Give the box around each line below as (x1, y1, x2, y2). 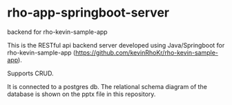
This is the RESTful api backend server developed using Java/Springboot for (7, 41, 225, 49)
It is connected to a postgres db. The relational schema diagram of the (7, 82, 207, 90)
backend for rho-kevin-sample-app (7, 28, 108, 36)
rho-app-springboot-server (7, 5, 170, 21)
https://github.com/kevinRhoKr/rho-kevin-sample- (75, 48, 219, 57)
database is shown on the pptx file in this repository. (7, 90, 156, 98)
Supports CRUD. (7, 69, 54, 77)
